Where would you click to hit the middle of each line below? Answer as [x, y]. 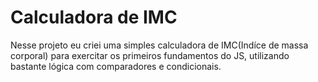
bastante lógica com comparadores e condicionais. [116, 66]
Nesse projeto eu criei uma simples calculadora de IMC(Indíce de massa [159, 45]
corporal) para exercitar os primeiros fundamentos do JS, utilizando [150, 55]
